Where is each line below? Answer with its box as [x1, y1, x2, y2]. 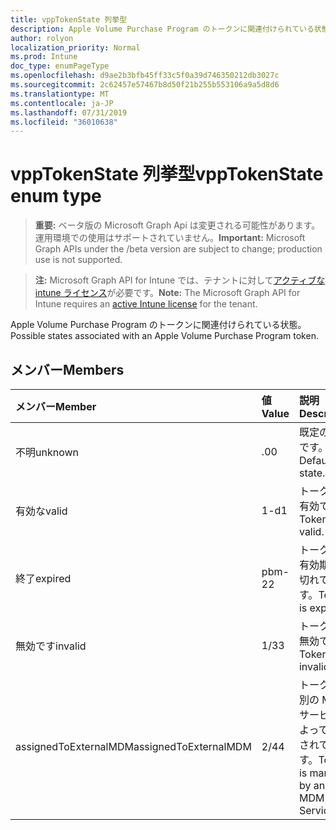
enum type [10, 185, 102, 208]
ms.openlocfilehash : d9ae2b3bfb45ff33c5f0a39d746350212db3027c [10, 71, 280, 81]
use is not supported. [34, 254, 123, 266]
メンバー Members [10, 361, 125, 378]
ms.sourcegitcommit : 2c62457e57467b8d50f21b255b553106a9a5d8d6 [10, 80, 280, 90]
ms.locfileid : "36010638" [10, 117, 118, 127]
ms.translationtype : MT [10, 89, 110, 99]
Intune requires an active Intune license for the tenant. [34, 298, 258, 310]
